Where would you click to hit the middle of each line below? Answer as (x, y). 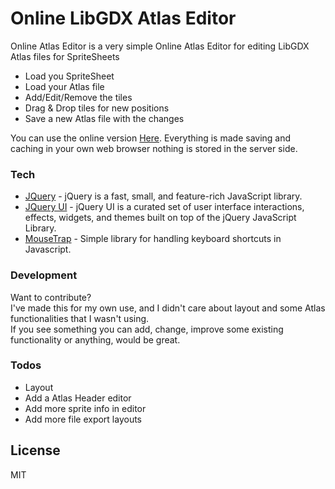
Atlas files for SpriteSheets (65, 56)
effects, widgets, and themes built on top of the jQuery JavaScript (160, 218)
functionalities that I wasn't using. (80, 318)
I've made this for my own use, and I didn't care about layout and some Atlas (168, 308)
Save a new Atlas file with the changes (104, 118)
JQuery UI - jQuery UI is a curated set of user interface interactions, (164, 207)
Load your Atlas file (64, 86)
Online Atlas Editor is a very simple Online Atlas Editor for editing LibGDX (160, 46)
